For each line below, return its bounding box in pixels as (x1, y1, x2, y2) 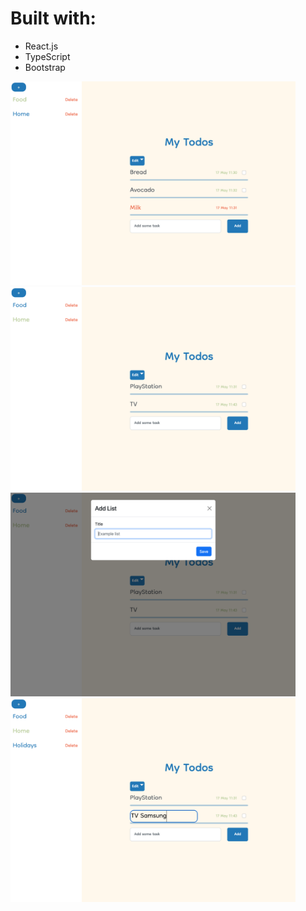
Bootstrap (24, 61, 66, 73)
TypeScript (24, 50, 71, 62)
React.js (24, 40, 59, 52)
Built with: (10, 7, 97, 30)
